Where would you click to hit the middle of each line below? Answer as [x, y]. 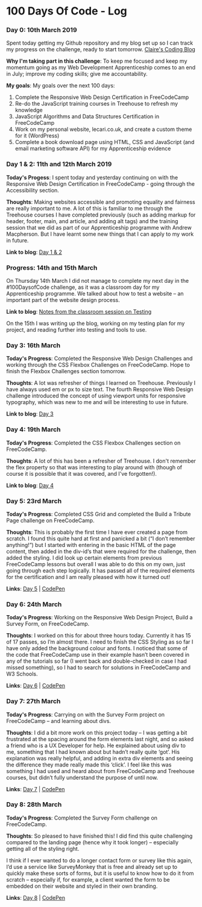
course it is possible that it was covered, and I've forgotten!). [81, 473]
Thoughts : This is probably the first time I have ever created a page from [97, 532]
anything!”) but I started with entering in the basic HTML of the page [91, 545]
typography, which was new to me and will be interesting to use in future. [97, 402]
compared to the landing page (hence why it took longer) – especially [93, 842]
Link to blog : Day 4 [30, 485]
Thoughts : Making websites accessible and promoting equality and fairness [101, 202]
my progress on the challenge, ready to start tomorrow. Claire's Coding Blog [101, 49]
